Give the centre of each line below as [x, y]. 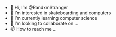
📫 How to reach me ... [33, 29]
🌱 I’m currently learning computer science [53, 18]
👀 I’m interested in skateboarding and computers [61, 13]
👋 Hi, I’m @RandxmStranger [39, 8]
